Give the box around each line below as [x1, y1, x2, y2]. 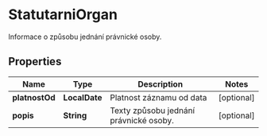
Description [137, 78, 184, 89]
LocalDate [63, 91, 103, 103]
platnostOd [12, 91, 56, 103]
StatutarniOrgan [8, 6, 118, 24]
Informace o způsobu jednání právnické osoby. [8, 32, 162, 41]
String [63, 110, 87, 121]
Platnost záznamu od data [110, 91, 207, 103]
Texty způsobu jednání [110, 105, 195, 116]
